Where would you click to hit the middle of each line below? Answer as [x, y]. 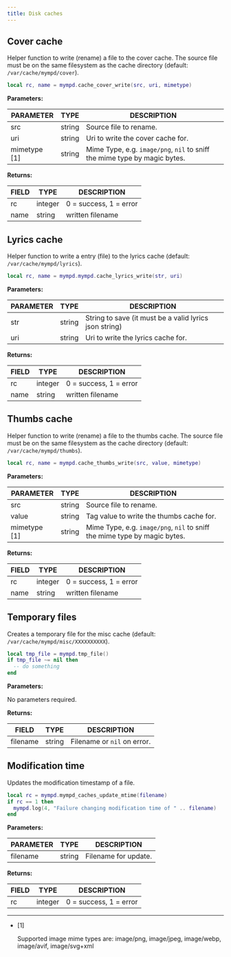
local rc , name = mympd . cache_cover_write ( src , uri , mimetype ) [100, 85]
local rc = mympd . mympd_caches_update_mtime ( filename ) [87, 795]
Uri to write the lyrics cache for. [136, 338]
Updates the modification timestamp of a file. [71, 783]
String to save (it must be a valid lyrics [146, 318]
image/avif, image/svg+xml [55, 946]
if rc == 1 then [30, 802]
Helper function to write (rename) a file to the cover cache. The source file [112, 58]
